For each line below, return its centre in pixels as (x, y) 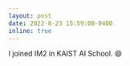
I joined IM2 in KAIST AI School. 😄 (65, 54)
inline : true (30, 31)
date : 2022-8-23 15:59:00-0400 (61, 23)
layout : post (30, 16)
